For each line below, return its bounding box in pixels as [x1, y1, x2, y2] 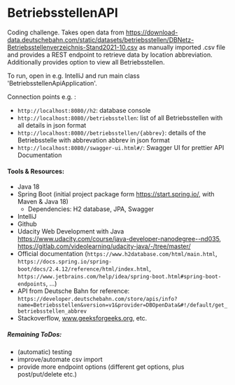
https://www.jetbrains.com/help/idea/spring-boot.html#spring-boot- [17, 273, 222, 281]
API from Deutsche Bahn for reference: [17, 287, 130, 295]
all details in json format [17, 121, 87, 129]
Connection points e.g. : [7, 93, 77, 101]
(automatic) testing [17, 348, 72, 356]
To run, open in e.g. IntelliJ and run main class [7, 72, 140, 80]
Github [17, 219, 37, 229]
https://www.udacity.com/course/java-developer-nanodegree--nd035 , [17, 235, 222, 243]
